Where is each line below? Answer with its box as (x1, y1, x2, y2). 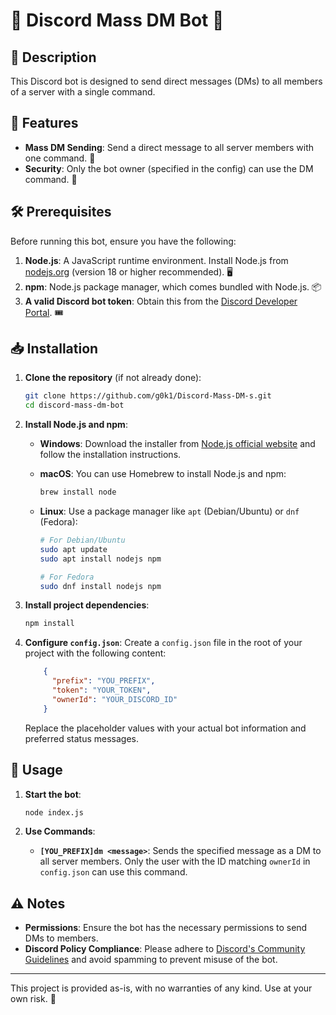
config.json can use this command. (39, 866, 188, 878)
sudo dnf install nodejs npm (39, 581, 162, 591)
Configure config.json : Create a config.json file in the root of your (24, 637, 303, 649)
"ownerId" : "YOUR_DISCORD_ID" (51, 694, 178, 704)
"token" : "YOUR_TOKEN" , (51, 685, 152, 696)
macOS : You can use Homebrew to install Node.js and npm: (39, 468, 287, 480)
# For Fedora (39, 572, 95, 582)
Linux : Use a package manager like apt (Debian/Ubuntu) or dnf (39, 505, 300, 518)
